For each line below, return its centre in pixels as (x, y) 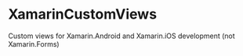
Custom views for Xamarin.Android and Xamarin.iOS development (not (121, 36)
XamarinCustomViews (83, 14)
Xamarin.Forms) (34, 44)
